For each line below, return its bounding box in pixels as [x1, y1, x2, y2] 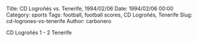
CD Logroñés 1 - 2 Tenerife [6, 29, 72, 36]
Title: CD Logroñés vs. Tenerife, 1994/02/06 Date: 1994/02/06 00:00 [6, 5, 174, 12]
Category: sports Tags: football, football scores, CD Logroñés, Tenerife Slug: [6, 11, 193, 18]
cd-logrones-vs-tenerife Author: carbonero [6, 18, 112, 24]
